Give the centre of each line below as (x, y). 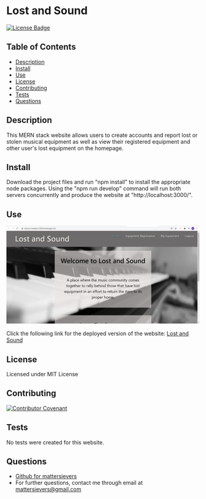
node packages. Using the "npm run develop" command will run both (94, 188)
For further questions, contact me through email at (79, 483)
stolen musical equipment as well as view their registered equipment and (98, 141)
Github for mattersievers (46, 476)
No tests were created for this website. (55, 442)
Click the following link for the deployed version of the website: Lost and (97, 334)
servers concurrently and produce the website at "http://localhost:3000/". (100, 195)
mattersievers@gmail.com (48, 489)
